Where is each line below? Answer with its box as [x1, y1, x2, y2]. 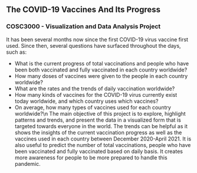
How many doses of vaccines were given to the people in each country [14, 72, 188, 79]
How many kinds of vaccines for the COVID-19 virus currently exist [14, 91, 178, 98]
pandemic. [14, 160, 41, 167]
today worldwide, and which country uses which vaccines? [14, 97, 159, 105]
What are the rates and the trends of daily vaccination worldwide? [14, 85, 175, 92]
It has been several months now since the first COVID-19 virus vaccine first [6, 35, 189, 43]
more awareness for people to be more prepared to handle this [14, 154, 168, 161]
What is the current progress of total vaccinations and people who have [14, 60, 189, 67]
